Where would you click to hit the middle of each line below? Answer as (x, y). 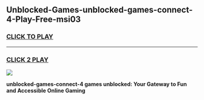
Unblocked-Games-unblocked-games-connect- (100, 10)
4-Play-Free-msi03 (43, 20)
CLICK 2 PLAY (27, 59)
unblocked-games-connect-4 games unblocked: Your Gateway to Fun (97, 84)
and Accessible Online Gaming (46, 90)
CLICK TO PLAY (30, 37)
